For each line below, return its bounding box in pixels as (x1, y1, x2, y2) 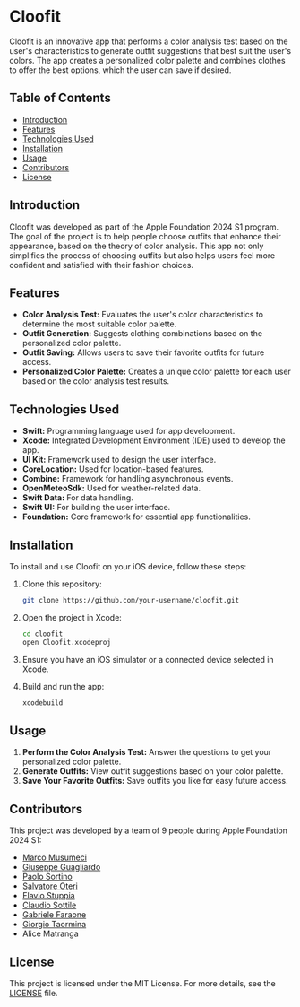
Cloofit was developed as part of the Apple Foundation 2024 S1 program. (9, 221, 279, 232)
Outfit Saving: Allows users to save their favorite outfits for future (21, 347, 265, 358)
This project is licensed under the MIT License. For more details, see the (9, 977, 276, 988)
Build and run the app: (21, 681, 105, 691)
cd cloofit (21, 629, 64, 638)
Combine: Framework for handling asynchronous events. (21, 473, 234, 484)
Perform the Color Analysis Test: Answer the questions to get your (21, 747, 272, 758)
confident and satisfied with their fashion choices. (9, 259, 194, 270)
